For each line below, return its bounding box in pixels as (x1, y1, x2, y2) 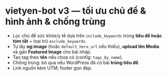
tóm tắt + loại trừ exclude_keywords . (12, 38, 87, 44)
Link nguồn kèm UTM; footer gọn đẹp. (12, 65, 93, 71)
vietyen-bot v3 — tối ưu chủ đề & (5, 5, 146, 17)
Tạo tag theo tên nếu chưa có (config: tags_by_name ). (12, 54, 123, 60)
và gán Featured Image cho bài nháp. (12, 49, 92, 55)
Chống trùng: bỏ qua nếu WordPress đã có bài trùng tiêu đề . (12, 59, 140, 65)
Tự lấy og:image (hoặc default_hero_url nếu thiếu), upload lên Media (12, 43, 159, 49)
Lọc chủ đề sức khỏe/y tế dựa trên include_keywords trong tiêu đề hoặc (12, 32, 162, 39)
